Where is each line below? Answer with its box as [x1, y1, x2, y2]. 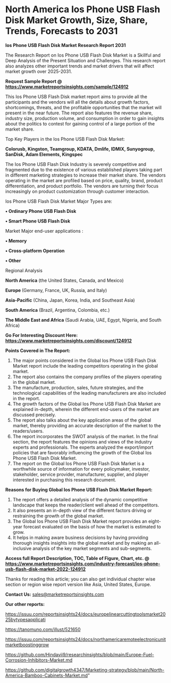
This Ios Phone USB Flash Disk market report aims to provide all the [5, 93, 148, 100]
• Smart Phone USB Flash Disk [5, 218, 70, 224]
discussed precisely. [12, 411, 56, 418]
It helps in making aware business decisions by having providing [12, 534, 149, 541]
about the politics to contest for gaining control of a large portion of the [5, 120, 155, 127]
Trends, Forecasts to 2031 [5, 26, 118, 37]
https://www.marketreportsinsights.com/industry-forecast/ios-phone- [5, 560, 161, 567]
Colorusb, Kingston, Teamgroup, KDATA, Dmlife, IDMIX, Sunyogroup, [5, 145, 155, 152]
